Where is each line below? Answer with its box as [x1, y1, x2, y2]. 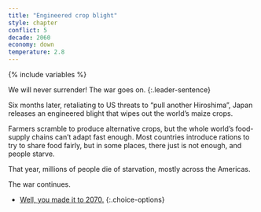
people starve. [8, 149, 55, 158]
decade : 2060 [8, 33, 51, 42]
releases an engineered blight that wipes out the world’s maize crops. [8, 109, 233, 118]
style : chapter [8, 19, 58, 27]
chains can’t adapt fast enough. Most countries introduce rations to [31, 132, 250, 142]
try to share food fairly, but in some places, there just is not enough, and [8, 141, 242, 150]
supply [8, 132, 31, 142]
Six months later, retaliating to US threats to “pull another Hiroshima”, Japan [8, 100, 253, 110]
